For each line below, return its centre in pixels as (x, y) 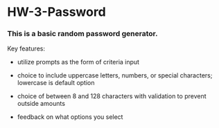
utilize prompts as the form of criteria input (78, 62)
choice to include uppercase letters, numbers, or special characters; (115, 75)
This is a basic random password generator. (82, 34)
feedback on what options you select (70, 117)
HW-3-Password (56, 12)
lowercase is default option (56, 83)
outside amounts (41, 104)
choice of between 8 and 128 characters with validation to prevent (112, 96)
